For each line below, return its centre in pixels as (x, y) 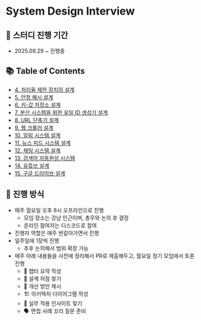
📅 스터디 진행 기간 (37, 35)
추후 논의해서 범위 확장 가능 (56, 248)
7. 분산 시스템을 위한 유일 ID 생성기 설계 (61, 112)
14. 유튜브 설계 (32, 165)
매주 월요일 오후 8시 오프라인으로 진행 (59, 210)
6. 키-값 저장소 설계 (38, 105)
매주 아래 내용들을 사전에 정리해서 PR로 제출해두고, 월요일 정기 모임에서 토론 (104, 256)
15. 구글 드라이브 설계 (40, 173)
